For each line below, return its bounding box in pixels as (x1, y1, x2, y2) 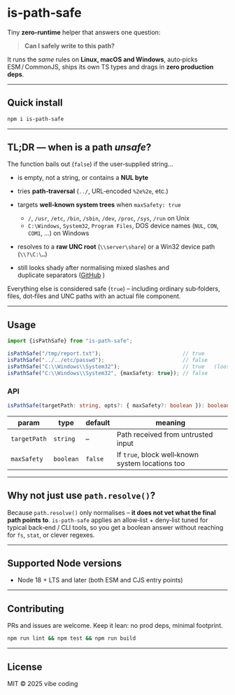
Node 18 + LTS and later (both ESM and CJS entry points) (17, 576, 183, 584)
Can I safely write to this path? (24, 41, 115, 50)
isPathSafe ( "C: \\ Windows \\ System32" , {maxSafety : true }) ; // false (7, 370, 208, 377)
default (85, 418, 111, 428)
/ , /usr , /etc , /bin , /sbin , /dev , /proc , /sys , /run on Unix (27, 214, 190, 223)
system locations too (116, 458, 185, 468)
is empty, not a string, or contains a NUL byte (17, 174, 149, 182)
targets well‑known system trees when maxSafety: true (17, 201, 182, 209)
